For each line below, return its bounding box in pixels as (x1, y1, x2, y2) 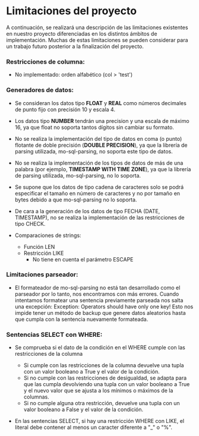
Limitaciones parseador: (6, 270, 78, 279)
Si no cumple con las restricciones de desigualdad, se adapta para (23, 374, 187, 381)
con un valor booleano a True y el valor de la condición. (23, 368, 160, 375)
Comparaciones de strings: (14, 232, 81, 239)
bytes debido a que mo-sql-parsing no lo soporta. (14, 196, 137, 203)
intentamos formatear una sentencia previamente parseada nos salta (14, 296, 184, 304)
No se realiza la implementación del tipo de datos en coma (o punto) (14, 135, 182, 142)
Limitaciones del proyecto (6, 4, 137, 18)
